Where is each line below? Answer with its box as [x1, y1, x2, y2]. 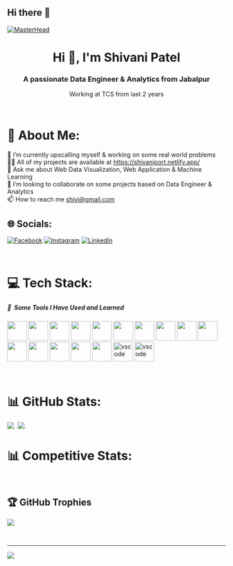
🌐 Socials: [7, 218, 53, 229]
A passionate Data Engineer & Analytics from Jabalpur [23, 74, 210, 84]
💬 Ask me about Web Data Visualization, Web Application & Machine [7, 166, 202, 174]
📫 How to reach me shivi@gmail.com [7, 195, 115, 204]
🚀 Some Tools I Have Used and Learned [7, 303, 125, 312]
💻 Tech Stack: [7, 275, 93, 291]
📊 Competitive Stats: [7, 448, 132, 464]
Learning [7, 173, 33, 181]
